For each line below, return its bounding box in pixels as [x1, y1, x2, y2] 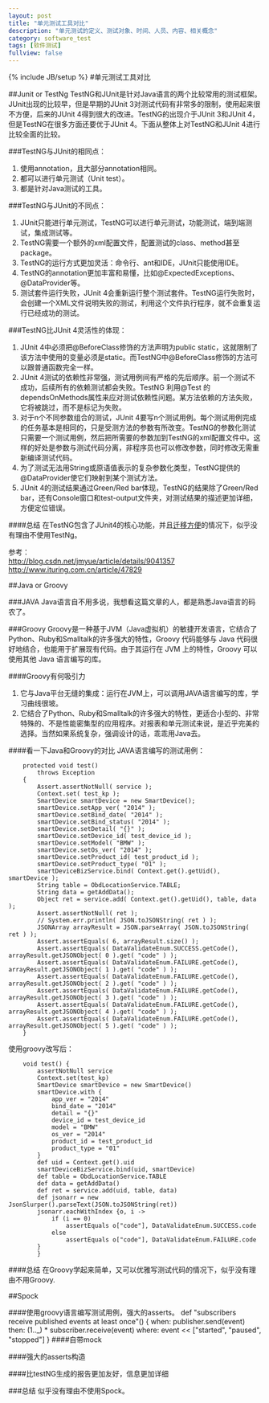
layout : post [8, 11, 52, 20]
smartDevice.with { [37, 1088, 103, 1096]
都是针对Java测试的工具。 [19, 184, 107, 193]
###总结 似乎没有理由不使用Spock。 [8, 1386, 130, 1395]
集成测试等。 [34, 228, 77, 237]
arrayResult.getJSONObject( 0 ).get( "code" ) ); [8, 951, 178, 959]
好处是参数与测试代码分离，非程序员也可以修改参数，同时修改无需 [34, 443, 253, 452]
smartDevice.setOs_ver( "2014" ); [37, 846, 153, 854]
